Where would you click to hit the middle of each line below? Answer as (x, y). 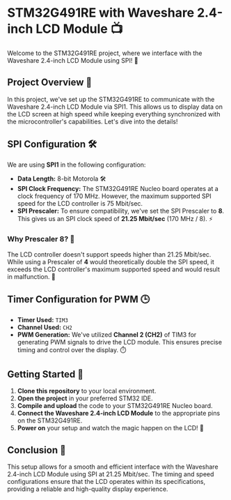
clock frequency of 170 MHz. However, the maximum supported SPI (114, 196)
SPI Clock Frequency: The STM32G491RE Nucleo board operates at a (118, 188)
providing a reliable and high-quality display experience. (88, 489)
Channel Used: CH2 (45, 327)
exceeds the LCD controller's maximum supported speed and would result (114, 269)
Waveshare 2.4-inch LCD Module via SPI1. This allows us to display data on (115, 107)
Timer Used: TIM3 (42, 319)
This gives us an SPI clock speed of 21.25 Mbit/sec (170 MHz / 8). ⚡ (115, 218)
